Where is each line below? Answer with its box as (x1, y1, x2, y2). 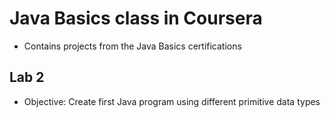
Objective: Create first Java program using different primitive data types (23, 95, 321, 107)
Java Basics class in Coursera (9, 7, 263, 30)
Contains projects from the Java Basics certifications (23, 40, 242, 52)
